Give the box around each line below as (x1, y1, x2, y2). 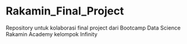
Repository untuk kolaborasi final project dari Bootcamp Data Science (5, 24, 181, 31)
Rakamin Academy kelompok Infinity (5, 30, 98, 37)
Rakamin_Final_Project (5, 4, 124, 18)
